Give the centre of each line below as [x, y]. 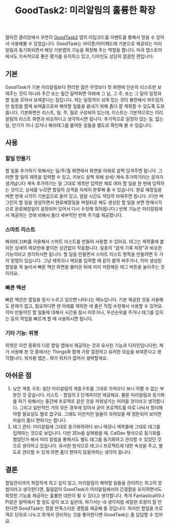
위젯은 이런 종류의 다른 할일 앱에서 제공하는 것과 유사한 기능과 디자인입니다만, [82, 345]
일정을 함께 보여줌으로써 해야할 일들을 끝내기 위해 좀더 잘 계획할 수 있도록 [83, 106]
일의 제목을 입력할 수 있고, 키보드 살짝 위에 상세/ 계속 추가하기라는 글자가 [92, 177]
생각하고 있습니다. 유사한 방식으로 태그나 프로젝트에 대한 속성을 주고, [90, 446]
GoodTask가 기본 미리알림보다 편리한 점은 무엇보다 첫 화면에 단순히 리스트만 [81, 87]
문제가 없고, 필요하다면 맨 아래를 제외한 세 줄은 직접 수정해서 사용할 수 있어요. [87, 306]
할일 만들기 [18, 159]
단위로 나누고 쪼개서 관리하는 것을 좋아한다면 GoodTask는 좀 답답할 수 [84, 515]
